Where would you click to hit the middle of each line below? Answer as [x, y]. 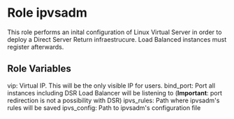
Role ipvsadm [47, 13]
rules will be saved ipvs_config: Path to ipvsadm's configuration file [104, 108]
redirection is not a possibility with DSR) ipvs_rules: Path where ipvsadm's [114, 100]
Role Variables [39, 69]
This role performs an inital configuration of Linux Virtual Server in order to [115, 32]
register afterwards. [36, 47]
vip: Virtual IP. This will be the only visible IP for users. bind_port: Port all [111, 86]
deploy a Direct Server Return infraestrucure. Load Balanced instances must [117, 39]
